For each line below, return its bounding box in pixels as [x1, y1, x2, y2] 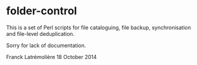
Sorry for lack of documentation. [6, 42, 86, 49]
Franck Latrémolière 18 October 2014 [6, 53, 97, 60]
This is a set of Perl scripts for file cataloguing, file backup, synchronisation [6, 24, 192, 31]
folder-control [6, 4, 77, 18]
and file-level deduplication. [6, 30, 75, 37]
